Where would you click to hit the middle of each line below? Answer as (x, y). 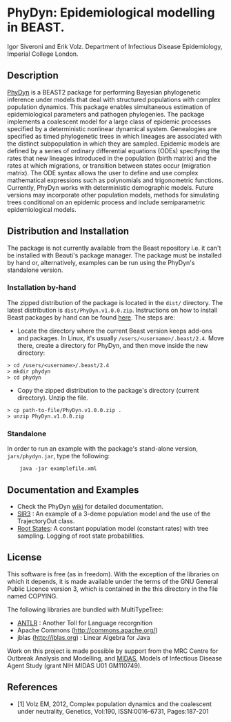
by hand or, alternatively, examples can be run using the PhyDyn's (101, 262)
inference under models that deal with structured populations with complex (114, 99)
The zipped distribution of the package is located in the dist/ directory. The (115, 302)
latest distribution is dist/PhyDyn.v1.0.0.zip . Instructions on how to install (112, 310)
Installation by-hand (42, 288)
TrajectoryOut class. (46, 521)
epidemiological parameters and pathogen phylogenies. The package (106, 114)
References (32, 687)
